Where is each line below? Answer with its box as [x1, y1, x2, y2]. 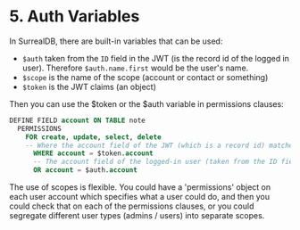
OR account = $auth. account [32, 166, 138, 175]
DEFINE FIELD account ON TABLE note [9, 116, 146, 125]
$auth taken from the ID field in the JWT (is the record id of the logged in [21, 53, 290, 63]
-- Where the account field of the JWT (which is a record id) [25, 141, 266, 150]
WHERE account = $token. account [32, 149, 154, 158]
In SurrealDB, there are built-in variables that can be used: [9, 36, 223, 46]
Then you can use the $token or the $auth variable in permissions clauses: [9, 98, 284, 109]
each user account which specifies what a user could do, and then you [9, 192, 271, 202]
